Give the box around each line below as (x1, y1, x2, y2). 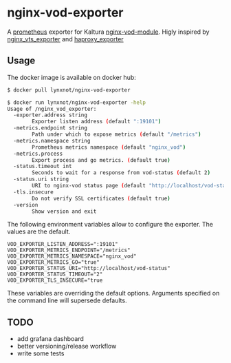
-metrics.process (13, 150, 63, 157)
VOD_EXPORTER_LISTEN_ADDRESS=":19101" (7, 241, 118, 248)
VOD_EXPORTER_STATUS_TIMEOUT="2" (7, 271, 103, 278)
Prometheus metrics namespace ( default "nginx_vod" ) (32, 143, 186, 151)
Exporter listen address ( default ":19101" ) (32, 118, 162, 125)
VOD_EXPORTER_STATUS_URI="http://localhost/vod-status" (7, 265, 170, 272)
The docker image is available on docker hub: (7, 73, 136, 81)
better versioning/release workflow (16, 342, 117, 351)
